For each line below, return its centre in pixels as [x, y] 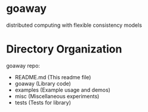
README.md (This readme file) [53, 77]
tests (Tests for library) [43, 102]
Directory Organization [64, 49]
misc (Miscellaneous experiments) [57, 96]
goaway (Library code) [43, 83]
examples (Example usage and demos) [62, 90]
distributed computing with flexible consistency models [74, 25]
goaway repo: [23, 66]
